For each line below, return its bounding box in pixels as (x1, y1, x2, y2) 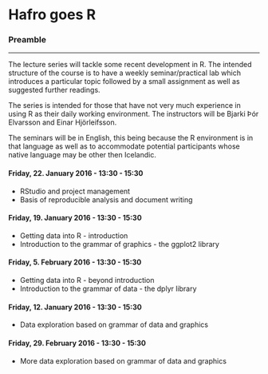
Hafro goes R (8, 6, 97, 24)
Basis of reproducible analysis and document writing (19, 194, 193, 205)
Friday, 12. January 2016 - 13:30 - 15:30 (8, 302, 142, 312)
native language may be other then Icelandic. (8, 150, 157, 160)
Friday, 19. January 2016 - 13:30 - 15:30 (8, 213, 142, 223)
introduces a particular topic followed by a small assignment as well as (8, 77, 241, 86)
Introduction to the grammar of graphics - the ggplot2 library (19, 239, 219, 249)
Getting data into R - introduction (19, 230, 128, 241)
